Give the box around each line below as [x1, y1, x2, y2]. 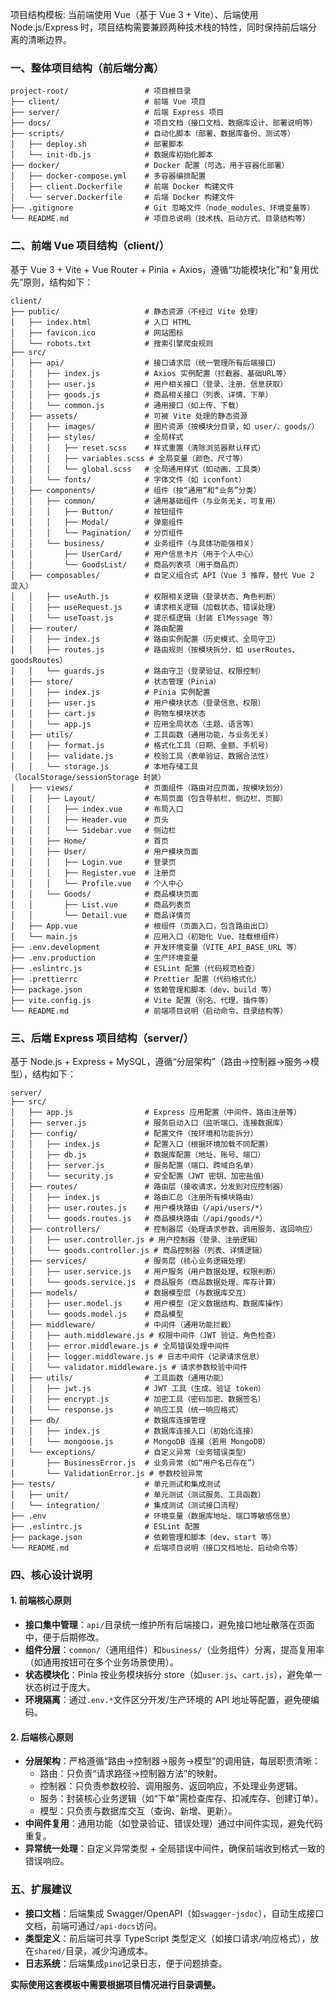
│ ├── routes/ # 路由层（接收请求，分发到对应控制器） [10, 1181, 288, 1192]
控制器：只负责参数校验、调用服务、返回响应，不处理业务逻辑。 [39, 1780, 303, 1792]
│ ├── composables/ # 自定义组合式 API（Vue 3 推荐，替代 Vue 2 [10, 570, 315, 580]
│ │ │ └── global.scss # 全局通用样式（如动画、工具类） [10, 464, 266, 474]
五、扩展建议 [10, 1883, 73, 1897]
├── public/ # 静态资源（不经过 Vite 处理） [10, 306, 263, 317]
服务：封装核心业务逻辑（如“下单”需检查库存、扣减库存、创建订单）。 [39, 1793, 324, 1805]
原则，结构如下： [23, 276, 94, 288]
